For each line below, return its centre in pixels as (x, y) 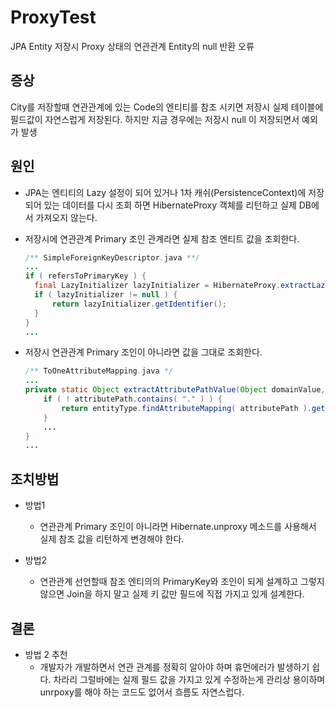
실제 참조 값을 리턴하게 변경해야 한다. (112, 539)
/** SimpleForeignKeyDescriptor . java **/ (112, 257)
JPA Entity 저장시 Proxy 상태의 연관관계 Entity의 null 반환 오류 (132, 46)
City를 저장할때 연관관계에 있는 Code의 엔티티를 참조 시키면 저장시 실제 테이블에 (167, 107)
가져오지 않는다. (66, 217)
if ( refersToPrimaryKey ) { (85, 276)
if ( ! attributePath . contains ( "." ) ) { (133, 399)
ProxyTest (53, 17)
